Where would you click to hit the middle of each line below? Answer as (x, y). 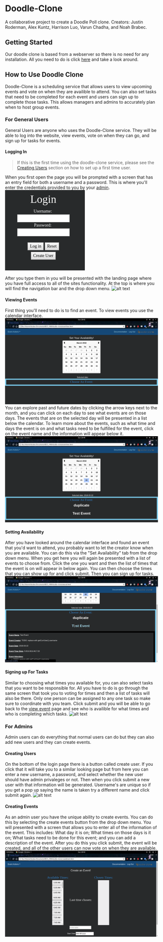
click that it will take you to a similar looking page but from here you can (77, 769)
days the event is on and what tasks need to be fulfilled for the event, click (79, 428)
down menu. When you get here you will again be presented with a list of (78, 558)
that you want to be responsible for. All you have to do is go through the (77, 688)
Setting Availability (24, 532)
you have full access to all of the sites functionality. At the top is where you (80, 283)
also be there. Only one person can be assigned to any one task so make (78, 698)
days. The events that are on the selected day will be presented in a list (76, 418)
